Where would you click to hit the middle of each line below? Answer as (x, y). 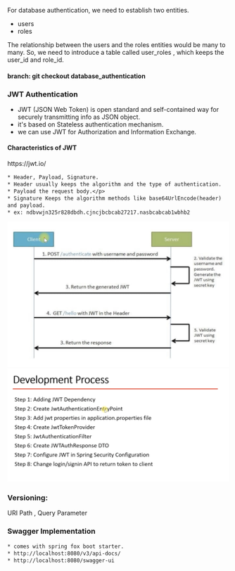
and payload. (26, 206)
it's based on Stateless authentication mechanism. (90, 124)
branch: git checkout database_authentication (76, 76)
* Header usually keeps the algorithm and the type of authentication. (114, 185)
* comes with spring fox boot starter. (66, 547)
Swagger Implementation (52, 531)
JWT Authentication (43, 94)
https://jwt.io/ (27, 164)
